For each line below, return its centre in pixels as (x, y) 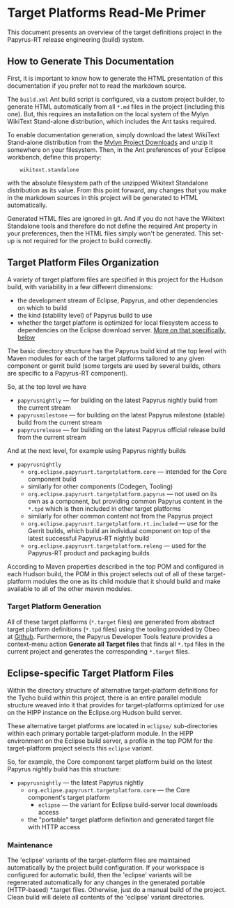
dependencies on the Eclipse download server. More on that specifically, (122, 330)
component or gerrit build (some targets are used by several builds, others (114, 365)
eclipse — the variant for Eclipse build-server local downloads (128, 805)
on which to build (42, 307)
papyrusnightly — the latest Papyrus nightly (80, 783)
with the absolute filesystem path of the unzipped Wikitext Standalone (108, 183)
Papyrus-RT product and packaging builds (88, 553)
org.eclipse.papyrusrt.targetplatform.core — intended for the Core (127, 471)
